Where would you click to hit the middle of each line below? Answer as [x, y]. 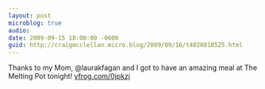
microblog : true [35, 23]
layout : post [30, 15]
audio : [19, 30]
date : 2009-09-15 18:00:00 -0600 [63, 38]
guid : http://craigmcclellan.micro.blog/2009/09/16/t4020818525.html [126, 45]
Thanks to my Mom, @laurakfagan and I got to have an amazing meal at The [133, 68]
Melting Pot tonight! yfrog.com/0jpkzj [69, 76]
